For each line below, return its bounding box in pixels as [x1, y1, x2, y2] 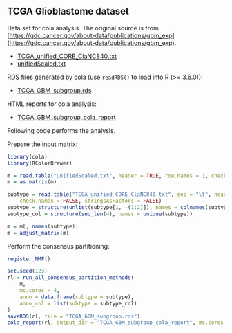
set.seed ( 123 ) [7, 268, 48, 275]
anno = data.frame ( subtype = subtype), [19, 294, 135, 300]
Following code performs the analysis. [7, 126, 116, 134]
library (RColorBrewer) [7, 159, 72, 167]
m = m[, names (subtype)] [7, 223, 79, 230]
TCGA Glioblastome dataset [7, 6, 129, 17]
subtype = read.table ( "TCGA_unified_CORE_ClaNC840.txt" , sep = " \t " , [7, 191, 212, 198]
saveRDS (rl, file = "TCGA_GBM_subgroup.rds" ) [7, 313, 140, 320]
